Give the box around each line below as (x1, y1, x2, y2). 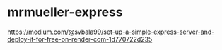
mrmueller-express (7, 4, 123, 20)
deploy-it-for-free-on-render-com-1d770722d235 (7, 35, 153, 43)
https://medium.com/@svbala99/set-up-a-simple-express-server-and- (7, 27, 215, 36)
